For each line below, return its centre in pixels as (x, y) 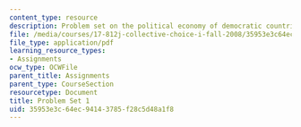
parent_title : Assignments (60, 76)
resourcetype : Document (54, 92)
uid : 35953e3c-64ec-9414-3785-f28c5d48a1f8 (92, 109)
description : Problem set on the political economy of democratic (136, 26)
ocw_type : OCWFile (43, 68)
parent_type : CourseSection (62, 84)
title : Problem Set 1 (50, 101)
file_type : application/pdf (62, 42)
